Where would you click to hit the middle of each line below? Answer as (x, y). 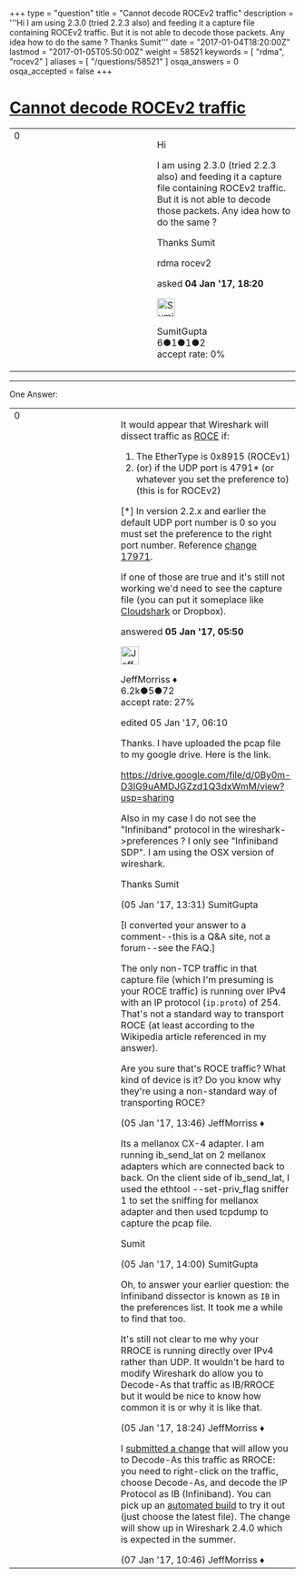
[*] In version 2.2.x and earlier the (194, 511)
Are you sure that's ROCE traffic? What (203, 1068)
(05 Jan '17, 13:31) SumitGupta (190, 905)
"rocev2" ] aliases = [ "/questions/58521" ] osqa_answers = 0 (124, 61)
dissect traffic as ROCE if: (175, 436)
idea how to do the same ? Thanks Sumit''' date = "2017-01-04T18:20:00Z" (150, 42)
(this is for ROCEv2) (178, 491)
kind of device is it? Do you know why (201, 1079)
